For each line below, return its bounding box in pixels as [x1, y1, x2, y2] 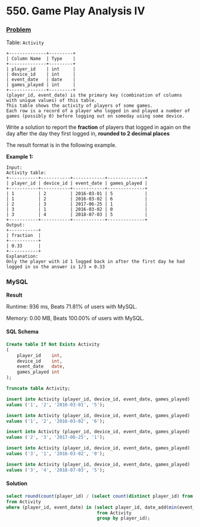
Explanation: [6, 254, 39, 260]
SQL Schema [6, 328, 39, 335]
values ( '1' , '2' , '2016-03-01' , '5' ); [6, 402, 105, 408]
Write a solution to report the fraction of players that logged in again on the [6, 124, 191, 131]
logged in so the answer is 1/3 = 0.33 [6, 264, 105, 270]
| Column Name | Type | [6, 56, 76, 62]
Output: [6, 222, 26, 228]
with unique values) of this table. [6, 97, 97, 104]
